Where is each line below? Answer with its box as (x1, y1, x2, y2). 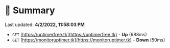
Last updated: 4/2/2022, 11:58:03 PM (5, 21, 85, 28)
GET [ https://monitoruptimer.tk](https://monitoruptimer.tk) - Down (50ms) (12, 37, 165, 43)
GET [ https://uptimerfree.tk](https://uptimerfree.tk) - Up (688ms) (12, 31, 148, 37)
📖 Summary (5, 5, 55, 16)
